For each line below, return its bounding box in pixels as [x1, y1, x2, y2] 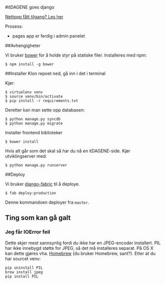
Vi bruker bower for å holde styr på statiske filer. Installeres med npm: [5, 52, 147, 58]
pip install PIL [5, 274, 39, 279]
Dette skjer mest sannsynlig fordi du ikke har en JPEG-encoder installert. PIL [5, 240, 161, 246]
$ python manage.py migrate [5, 121, 63, 126]
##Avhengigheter [5, 43, 41, 49]
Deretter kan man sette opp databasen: [5, 107, 85, 113]
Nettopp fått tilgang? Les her [5, 14, 64, 19]
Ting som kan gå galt [5, 214, 71, 222]
